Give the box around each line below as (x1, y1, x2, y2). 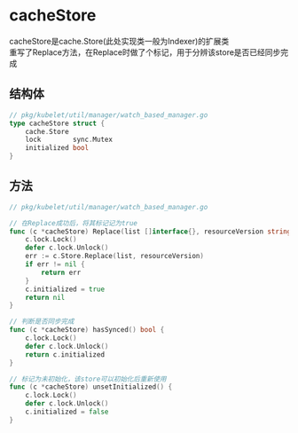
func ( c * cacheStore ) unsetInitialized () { (9, 382, 173, 391)
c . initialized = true (25, 285, 105, 294)
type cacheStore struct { (9, 119, 105, 128)
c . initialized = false (25, 407, 109, 417)
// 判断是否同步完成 (9, 317, 74, 327)
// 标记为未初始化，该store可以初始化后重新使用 (9, 374, 167, 383)
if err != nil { (25, 260, 86, 269)
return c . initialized (25, 350, 105, 359)
